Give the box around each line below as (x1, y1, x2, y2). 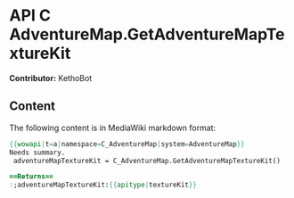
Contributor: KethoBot (9, 72, 93, 83)
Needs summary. (9, 148, 66, 157)
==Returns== (9, 172, 53, 181)
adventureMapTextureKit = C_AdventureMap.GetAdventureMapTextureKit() (12, 156, 281, 165)
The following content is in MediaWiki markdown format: (9, 122, 216, 133)
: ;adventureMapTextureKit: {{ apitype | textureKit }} (9, 180, 198, 190)
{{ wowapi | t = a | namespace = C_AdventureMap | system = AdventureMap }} (9, 139, 245, 148)
